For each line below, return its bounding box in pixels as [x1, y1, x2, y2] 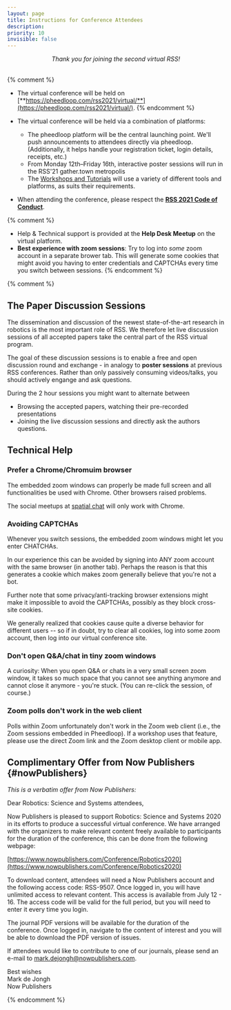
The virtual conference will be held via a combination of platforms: [17, 117, 205, 125]
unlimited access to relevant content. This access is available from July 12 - [7, 890, 222, 899]
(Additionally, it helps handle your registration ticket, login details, [27, 145, 214, 154]
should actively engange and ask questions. [7, 375, 132, 384]
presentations [17, 410, 57, 418]
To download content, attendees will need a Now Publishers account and [7, 876, 215, 884]
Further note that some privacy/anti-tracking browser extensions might [7, 591, 208, 599]
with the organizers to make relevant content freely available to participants [7, 827, 222, 836]
